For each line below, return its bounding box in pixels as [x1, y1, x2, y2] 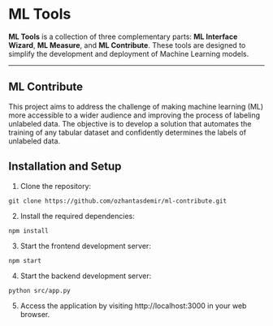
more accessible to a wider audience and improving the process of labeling [8, 110, 261, 120]
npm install [8, 226, 49, 235]
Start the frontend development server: [19, 241, 152, 251]
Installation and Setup [8, 160, 122, 174]
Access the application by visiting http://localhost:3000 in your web [19, 301, 247, 311]
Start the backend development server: [19, 271, 152, 281]
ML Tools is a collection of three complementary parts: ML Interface [8, 32, 238, 41]
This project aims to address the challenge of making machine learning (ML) [8, 101, 264, 111]
